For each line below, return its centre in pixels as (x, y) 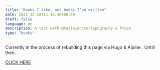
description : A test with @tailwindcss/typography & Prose (68, 28)
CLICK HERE (18, 62)
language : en (19, 24)
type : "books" (20, 33)
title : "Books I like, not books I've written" (56, 10)
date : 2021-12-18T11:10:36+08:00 (40, 14)
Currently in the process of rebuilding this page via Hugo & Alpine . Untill (80, 47)
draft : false (19, 19)
